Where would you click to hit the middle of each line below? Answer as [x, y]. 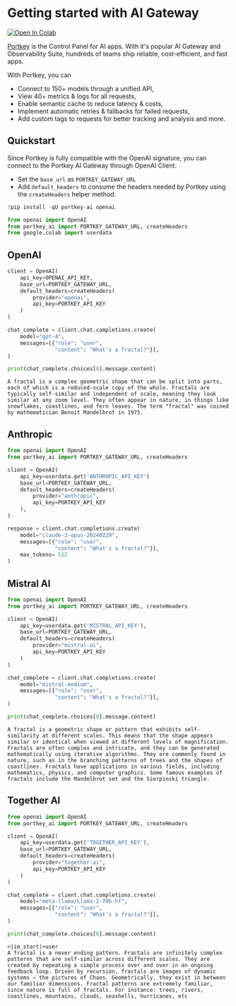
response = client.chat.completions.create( [74, 528]
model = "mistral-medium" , [57, 684]
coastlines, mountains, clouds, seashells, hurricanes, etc [98, 996]
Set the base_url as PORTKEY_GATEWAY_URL [77, 179]
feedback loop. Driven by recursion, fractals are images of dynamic [112, 971]
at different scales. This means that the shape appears [128, 735]
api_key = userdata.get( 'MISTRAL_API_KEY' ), [83, 626]
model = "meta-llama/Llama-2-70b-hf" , [74, 901]
